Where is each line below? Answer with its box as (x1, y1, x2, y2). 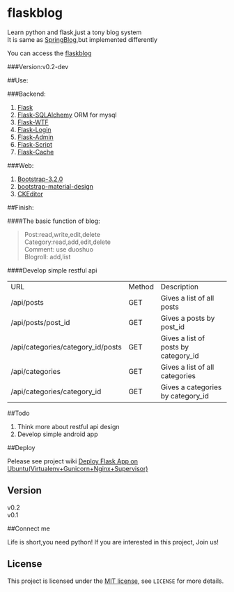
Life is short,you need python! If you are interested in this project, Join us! (7, 537, 219, 546)
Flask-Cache (17, 147, 54, 156)
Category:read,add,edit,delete (24, 238, 111, 246)
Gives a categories (160, 382, 222, 392)
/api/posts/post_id (10, 317, 70, 327)
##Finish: (7, 203, 34, 211)
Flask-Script (17, 140, 53, 148)
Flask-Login (17, 125, 52, 133)
